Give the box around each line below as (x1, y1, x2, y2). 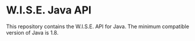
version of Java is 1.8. (6, 29, 59, 36)
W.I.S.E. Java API (6, 4, 92, 17)
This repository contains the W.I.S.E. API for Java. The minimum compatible (6, 23, 190, 30)
